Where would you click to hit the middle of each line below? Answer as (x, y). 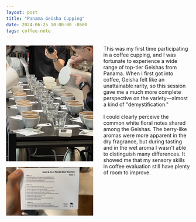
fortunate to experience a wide (140, 61)
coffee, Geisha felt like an (134, 80)
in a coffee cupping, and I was (140, 55)
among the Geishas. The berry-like (145, 129)
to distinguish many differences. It (144, 154)
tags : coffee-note (28, 31)
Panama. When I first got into (138, 73)
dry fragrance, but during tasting (143, 142)
